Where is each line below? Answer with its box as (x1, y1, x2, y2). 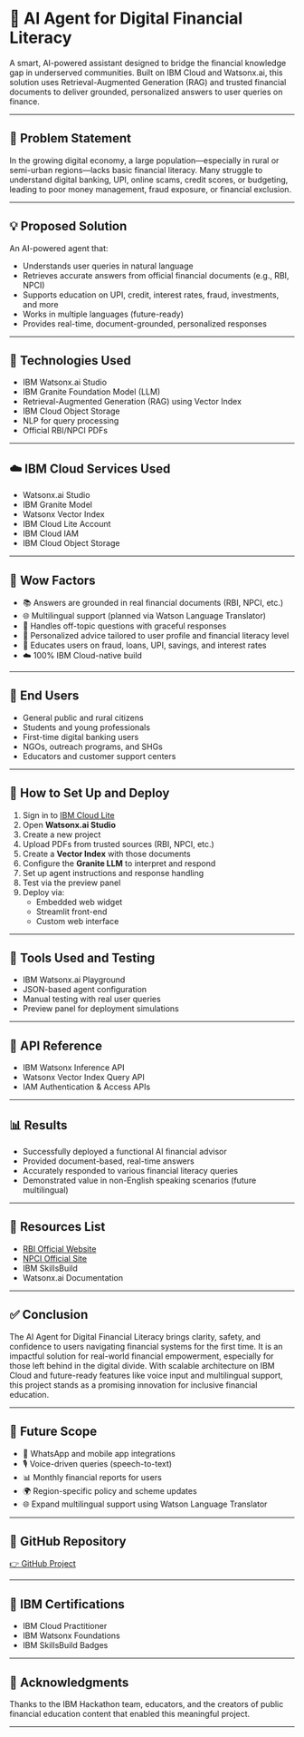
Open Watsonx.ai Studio (22, 819, 116, 830)
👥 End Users (9, 688, 80, 704)
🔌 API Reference (9, 1038, 102, 1053)
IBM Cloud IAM (22, 528, 80, 539)
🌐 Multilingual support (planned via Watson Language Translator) (22, 610, 267, 620)
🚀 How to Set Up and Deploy (9, 786, 170, 801)
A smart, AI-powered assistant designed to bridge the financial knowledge (9, 57, 287, 68)
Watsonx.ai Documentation (22, 1272, 124, 1283)
